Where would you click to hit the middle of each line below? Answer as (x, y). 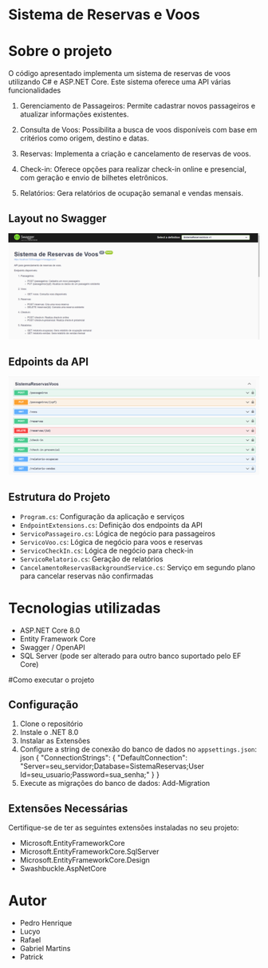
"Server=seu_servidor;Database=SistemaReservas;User (112, 766)
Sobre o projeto (60, 52)
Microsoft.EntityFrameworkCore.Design (85, 860)
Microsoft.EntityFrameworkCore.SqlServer (89, 851)
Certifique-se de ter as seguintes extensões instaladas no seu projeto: (124, 827)
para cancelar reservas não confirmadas (87, 576)
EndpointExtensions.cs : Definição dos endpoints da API (111, 525)
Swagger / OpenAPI (52, 647)
